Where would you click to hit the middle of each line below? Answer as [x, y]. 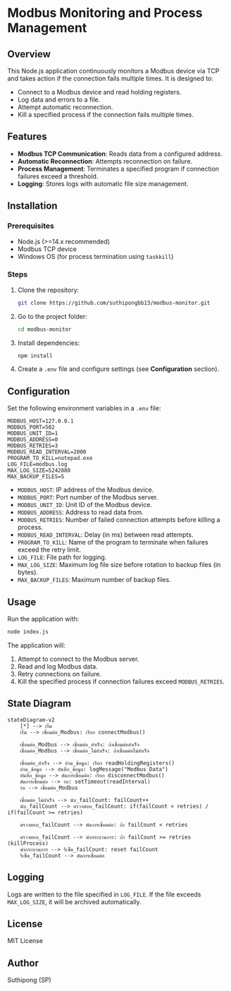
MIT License [25, 941]
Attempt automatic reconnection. [65, 107]
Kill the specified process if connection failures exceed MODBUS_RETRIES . [121, 681]
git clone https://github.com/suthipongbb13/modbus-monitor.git [114, 303]
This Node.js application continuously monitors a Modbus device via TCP [113, 71]
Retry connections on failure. [60, 674]
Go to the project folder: [52, 316]
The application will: [36, 645]
